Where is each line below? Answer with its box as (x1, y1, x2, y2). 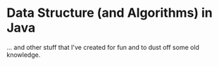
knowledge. (6, 51, 41, 59)
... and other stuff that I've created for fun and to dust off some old (6, 43, 200, 51)
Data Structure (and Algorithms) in (6, 5, 213, 21)
